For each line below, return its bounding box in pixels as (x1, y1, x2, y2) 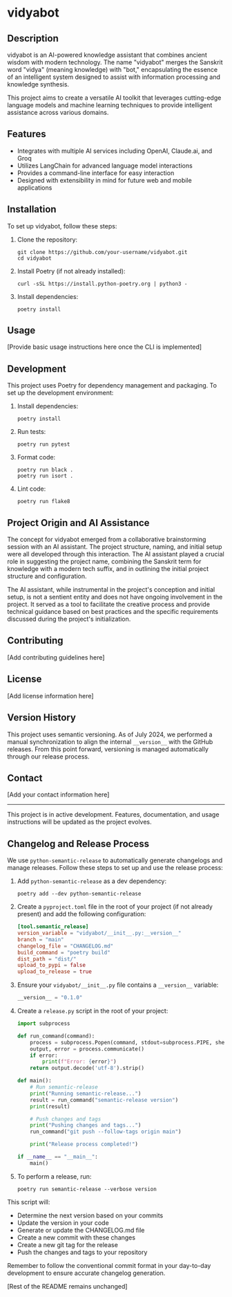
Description (7, 33, 59, 44)
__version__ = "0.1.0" (17, 995, 83, 1001)
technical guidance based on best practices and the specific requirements (7, 608, 219, 616)
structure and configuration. (7, 572, 88, 581)
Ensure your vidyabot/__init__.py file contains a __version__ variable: (17, 981, 219, 989)
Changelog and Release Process (7, 837, 150, 849)
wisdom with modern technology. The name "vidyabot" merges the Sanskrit (7, 58, 223, 66)
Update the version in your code (17, 1218, 109, 1226)
